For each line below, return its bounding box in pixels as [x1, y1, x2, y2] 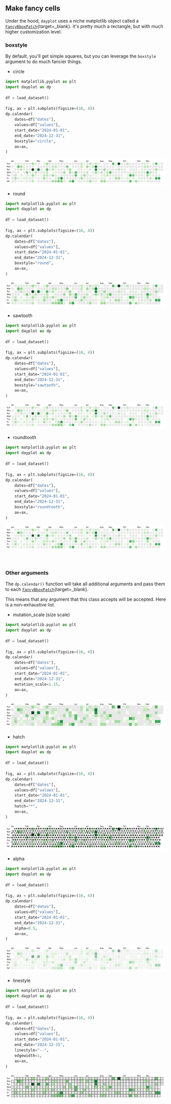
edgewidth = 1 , [14, 1053, 42, 1058]
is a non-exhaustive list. [5, 602, 55, 608]
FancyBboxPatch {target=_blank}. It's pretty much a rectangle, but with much [5, 23, 163, 29]
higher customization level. [5, 28, 62, 35]
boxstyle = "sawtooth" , [14, 382, 60, 388]
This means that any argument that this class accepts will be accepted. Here [5, 596, 166, 602]
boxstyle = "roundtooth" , [14, 505, 65, 510]
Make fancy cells [5, 4, 60, 13]
